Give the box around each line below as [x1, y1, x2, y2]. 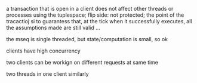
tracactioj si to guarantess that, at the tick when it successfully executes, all [6, 18, 192, 24]
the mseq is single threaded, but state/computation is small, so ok [6, 36, 168, 42]
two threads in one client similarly [6, 70, 89, 77]
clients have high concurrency [6, 47, 81, 54]
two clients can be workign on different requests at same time [6, 59, 159, 66]
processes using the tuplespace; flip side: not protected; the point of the [6, 11, 184, 19]
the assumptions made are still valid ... [6, 24, 100, 31]
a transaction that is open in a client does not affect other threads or [6, 5, 174, 12]
